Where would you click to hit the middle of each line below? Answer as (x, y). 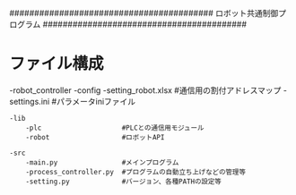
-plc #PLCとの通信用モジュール (115, 128)
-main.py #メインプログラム (102, 162)
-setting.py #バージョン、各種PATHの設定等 (123, 182)
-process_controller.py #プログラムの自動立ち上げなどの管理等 (136, 172)
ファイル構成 (57, 64)
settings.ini (30, 101)
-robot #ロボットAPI (95, 137)
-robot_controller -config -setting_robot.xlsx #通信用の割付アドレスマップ (145, 90)
